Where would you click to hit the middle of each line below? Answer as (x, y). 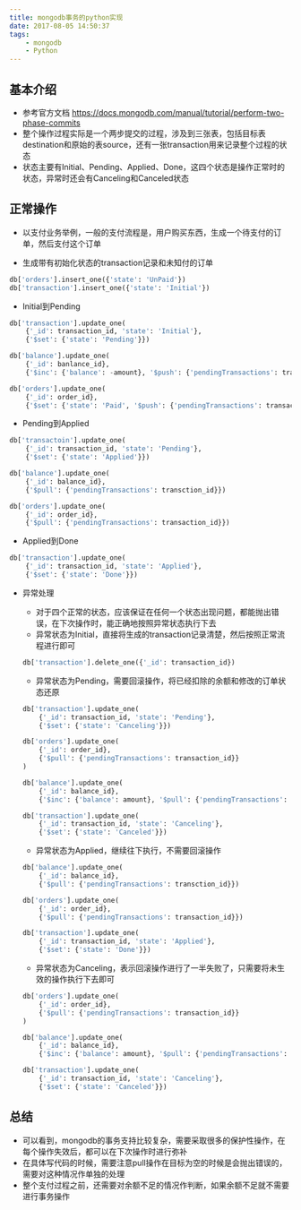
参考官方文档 (46, 112)
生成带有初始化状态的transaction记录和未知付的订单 (117, 262)
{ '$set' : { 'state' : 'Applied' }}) (88, 458)
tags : (19, 34)
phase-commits (51, 123)
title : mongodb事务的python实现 (66, 17)
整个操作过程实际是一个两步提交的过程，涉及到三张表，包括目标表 (144, 133)
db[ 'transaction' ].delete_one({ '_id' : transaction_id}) (129, 662)
